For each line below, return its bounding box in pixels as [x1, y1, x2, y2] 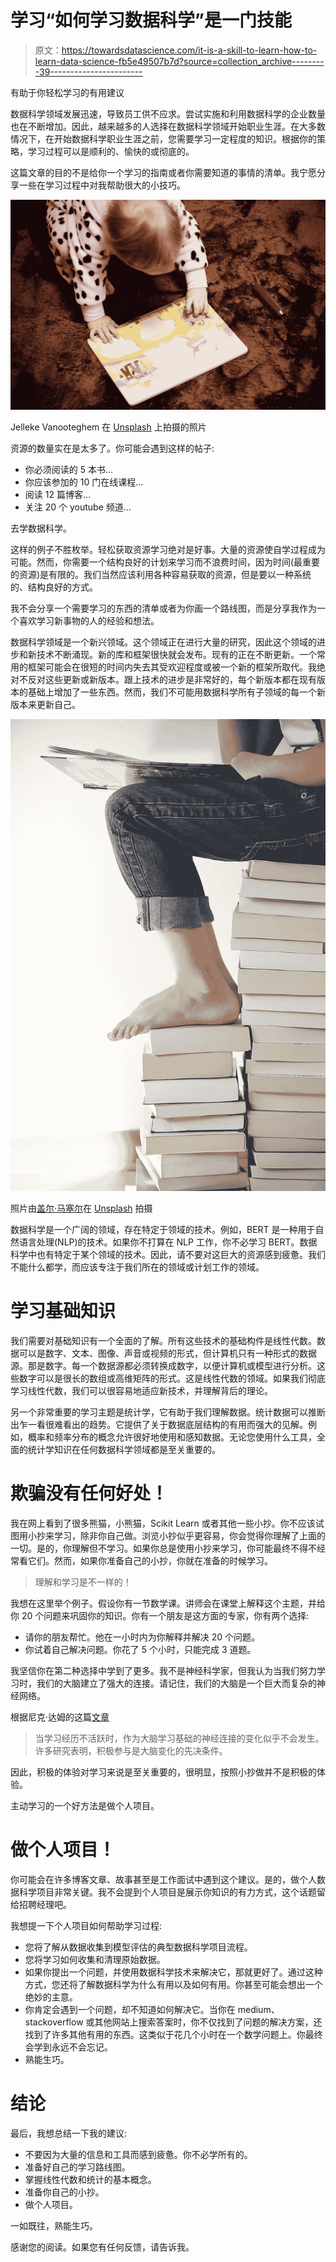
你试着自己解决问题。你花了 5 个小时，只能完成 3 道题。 [24, 1644, 257, 1656]
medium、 [237, 2004, 280, 2016]
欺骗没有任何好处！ [10, 1482, 169, 1505]
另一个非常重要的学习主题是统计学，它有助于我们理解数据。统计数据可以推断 [10, 1406, 326, 1418]
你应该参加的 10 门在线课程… [24, 476, 144, 488]
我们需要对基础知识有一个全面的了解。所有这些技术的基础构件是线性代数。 [10, 1335, 317, 1347]
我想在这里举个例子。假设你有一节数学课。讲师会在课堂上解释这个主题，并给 [10, 1597, 326, 1610]
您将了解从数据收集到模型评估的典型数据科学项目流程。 [24, 1941, 253, 1953]
